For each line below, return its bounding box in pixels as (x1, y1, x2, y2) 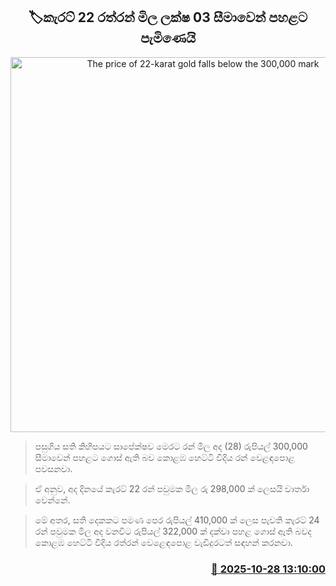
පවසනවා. (34, 462, 73, 474)
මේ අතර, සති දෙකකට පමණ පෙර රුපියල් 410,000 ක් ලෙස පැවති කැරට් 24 (34, 514, 320, 526)
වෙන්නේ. (34, 494, 71, 506)
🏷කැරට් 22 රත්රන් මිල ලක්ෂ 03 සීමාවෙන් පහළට (28, 9, 308, 26)
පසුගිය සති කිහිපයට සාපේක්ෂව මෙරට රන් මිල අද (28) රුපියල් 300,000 (34, 440, 308, 452)
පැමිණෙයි (139, 30, 197, 47)
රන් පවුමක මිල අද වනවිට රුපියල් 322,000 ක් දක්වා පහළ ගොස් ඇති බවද (34, 525, 312, 537)
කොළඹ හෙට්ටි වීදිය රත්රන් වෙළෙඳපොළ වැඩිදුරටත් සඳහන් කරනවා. (34, 536, 293, 548)
